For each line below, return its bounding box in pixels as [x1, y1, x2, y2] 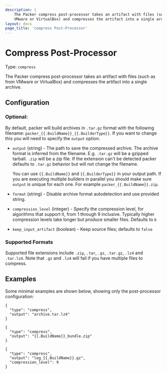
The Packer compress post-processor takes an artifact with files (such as [5, 73, 156, 80]
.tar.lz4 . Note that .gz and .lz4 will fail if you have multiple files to [5, 255, 143, 261]
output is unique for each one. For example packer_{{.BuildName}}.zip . [12, 181, 159, 187]
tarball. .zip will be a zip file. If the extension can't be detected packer [12, 156, 157, 162]
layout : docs [5, 21, 32, 26]
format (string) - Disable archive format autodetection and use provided [12, 190, 159, 197]
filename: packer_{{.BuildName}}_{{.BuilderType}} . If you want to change [5, 130, 157, 136]
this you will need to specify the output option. [5, 135, 100, 141]
